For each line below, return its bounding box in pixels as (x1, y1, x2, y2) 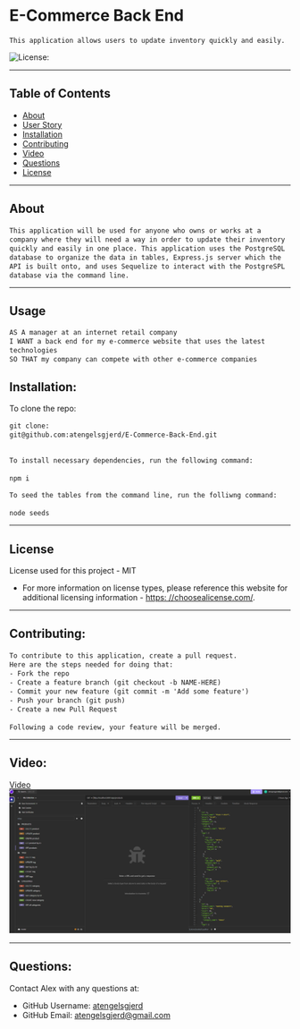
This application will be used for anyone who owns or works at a (9, 225, 262, 235)
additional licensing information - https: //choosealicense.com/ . (21, 592, 256, 602)
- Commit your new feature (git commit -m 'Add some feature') (9, 686, 250, 696)
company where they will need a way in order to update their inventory (9, 234, 286, 244)
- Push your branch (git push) (9, 695, 126, 705)
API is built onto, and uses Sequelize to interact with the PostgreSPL (9, 261, 286, 271)
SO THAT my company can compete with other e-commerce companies (9, 355, 257, 364)
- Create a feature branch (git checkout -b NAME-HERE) (9, 677, 221, 687)
